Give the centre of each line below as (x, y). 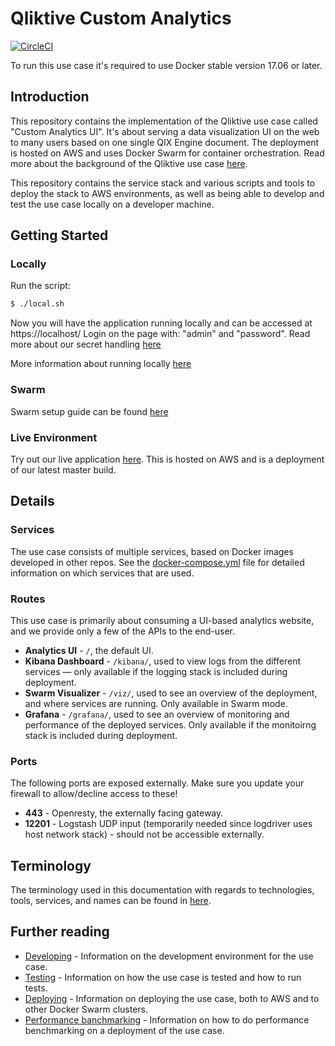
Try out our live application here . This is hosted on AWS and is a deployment (167, 459)
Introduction (50, 97)
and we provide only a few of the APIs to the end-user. (123, 631)
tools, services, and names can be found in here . (111, 900)
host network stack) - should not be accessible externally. (144, 834)
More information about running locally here (101, 364)
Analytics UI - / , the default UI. (89, 650)
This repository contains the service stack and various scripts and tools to (163, 183)
